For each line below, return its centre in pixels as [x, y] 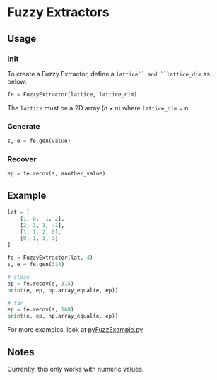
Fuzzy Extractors [58, 12]
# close [19, 277]
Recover [22, 159]
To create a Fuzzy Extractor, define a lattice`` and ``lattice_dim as [109, 74]
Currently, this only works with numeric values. [76, 369]
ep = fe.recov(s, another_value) [57, 174]
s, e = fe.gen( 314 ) [36, 265]
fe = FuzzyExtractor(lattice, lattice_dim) [72, 94]
